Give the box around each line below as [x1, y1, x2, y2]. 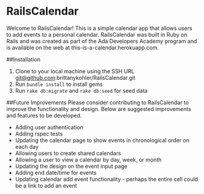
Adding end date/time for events [15, 169, 97, 176]
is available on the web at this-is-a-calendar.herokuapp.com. [6, 44, 160, 51]
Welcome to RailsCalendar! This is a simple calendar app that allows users [6, 24, 193, 32]
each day [15, 143, 39, 150]
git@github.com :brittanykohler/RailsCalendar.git [15, 74, 136, 81]
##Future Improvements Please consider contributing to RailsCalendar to [6, 99, 189, 106]
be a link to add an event [15, 182, 77, 189]
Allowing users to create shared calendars [15, 149, 122, 157]
